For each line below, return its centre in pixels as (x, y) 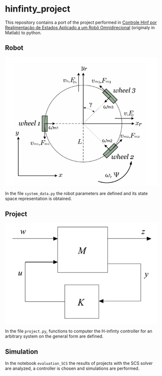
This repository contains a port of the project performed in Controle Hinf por (81, 22)
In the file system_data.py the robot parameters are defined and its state (76, 194)
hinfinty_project (38, 9)
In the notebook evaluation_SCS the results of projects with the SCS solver (79, 363)
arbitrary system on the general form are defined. (54, 336)
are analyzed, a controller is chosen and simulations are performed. (72, 368)
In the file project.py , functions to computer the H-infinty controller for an (79, 331)
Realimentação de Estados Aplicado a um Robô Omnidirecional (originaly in (80, 27)
